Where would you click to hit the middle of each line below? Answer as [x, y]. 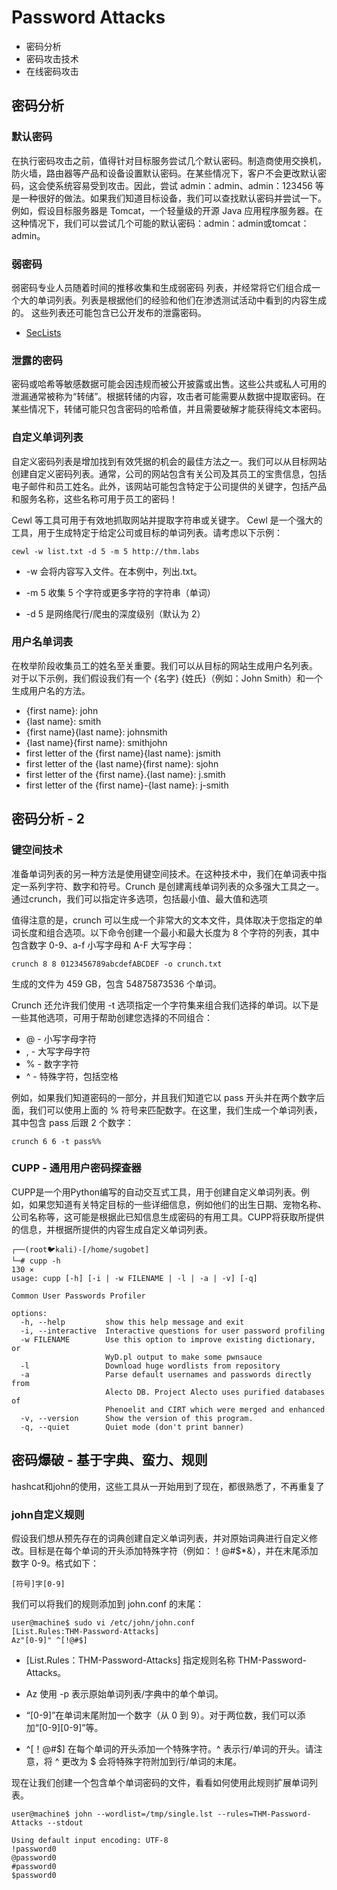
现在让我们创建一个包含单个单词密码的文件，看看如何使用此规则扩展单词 [160, 1782]
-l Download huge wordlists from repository [150, 1366]
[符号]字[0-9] [38, 1584]
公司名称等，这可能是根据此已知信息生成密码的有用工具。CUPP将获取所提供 [168, 1217]
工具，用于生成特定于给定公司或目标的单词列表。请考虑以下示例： [147, 532]
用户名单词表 [42, 642]
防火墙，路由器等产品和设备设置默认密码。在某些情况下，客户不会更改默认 [164, 173]
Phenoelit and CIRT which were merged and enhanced [215, 1409]
